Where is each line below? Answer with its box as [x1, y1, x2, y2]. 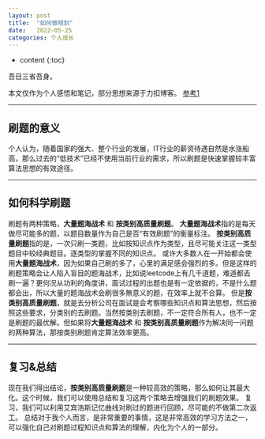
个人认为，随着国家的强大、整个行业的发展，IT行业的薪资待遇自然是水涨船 [8, 144, 250, 153]
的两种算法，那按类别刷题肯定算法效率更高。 [8, 327, 154, 337]
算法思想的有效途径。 [8, 164, 77, 173]
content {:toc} [19, 55, 65, 65]
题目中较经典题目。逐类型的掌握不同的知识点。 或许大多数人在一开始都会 [8, 248, 245, 258]
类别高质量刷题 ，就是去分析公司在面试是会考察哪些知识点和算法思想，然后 [8, 297, 250, 307]
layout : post [8, 11, 51, 20]
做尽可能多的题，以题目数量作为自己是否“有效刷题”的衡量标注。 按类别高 [8, 229, 244, 238]
